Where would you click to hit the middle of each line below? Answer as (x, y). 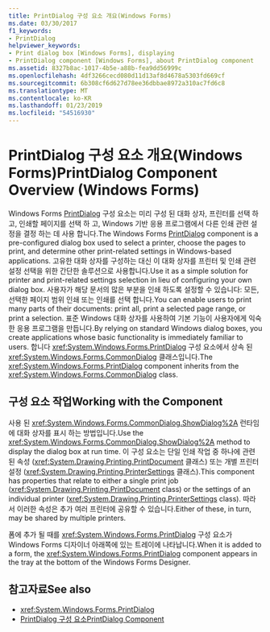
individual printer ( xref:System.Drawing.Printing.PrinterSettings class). (125, 498)
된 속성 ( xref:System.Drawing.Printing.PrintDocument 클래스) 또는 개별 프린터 (134, 461)
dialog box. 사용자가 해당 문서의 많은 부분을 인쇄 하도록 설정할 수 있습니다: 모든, (134, 289)
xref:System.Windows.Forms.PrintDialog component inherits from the (124, 366)
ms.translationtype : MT (48, 91)
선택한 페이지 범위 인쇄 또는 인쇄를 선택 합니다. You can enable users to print (130, 299)
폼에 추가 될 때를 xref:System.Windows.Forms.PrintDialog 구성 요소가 (120, 534)
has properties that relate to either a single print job (93, 481)
